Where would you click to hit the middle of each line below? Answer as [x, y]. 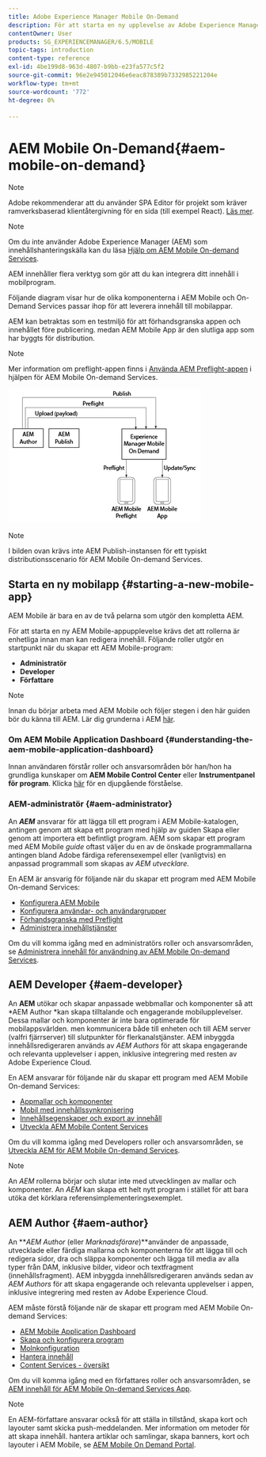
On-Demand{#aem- [159, 148]
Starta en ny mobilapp [64, 584]
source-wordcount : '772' [49, 92]
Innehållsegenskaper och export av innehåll [91, 1118]
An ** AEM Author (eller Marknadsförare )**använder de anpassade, [119, 1242]
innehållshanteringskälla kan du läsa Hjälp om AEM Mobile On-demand [124, 250]
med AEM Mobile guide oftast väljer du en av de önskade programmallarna [130, 846]
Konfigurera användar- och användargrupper [93, 911]
